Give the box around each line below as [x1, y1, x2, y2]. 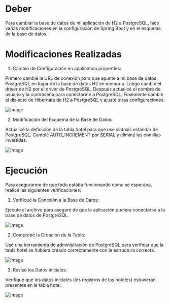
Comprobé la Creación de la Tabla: [12, 232, 85, 238]
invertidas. [5, 137, 27, 143]
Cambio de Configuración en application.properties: [12, 65, 122, 71]
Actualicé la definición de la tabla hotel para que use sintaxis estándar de [5, 126, 158, 132]
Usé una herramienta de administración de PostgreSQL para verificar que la [5, 241, 164, 248]
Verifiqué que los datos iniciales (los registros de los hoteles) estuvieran [5, 277, 156, 283]
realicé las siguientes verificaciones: [5, 187, 81, 193]
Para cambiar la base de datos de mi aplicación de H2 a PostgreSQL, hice [5, 20, 159, 26]
